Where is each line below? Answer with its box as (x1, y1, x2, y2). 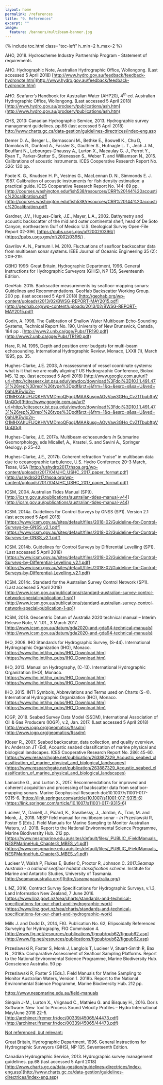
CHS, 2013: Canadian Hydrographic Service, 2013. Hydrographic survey (5, 118, 149, 123)
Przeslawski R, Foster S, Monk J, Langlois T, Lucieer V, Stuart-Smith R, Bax (5, 945, 155, 951)
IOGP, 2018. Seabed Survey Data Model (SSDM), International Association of (5, 714, 158, 720)
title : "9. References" (5, 16, 53, 21)
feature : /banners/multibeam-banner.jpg (9, 30, 92, 35)
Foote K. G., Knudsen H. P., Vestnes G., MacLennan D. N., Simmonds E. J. (5, 173, 152, 178)
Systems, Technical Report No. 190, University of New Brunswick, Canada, (5, 323, 154, 329)
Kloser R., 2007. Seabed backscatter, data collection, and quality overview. (5, 739, 154, 745)
